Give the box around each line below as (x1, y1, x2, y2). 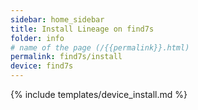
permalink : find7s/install (10, 52, 123, 62)
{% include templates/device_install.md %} (10, 89, 188, 100)
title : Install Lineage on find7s (10, 24, 155, 34)
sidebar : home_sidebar (10, 14, 105, 25)
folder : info (10, 33, 65, 43)
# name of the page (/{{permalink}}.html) (10, 42, 190, 53)
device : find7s (10, 61, 74, 71)
